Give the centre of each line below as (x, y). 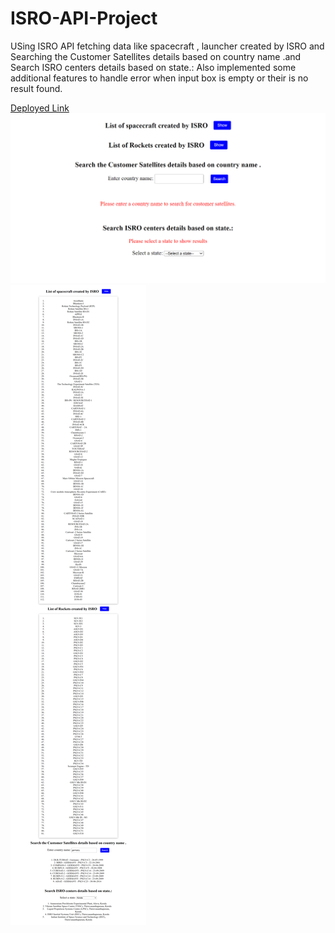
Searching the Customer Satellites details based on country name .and (156, 56)
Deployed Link (40, 108)
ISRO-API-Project (84, 18)
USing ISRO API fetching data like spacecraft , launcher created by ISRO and (167, 46)
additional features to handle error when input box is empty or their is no (159, 78)
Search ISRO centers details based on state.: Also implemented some (153, 67)
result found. (36, 88)
